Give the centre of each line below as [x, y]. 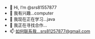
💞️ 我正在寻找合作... [28, 25]
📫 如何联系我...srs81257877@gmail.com [50, 31]
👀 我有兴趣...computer [32, 13]
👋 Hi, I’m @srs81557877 [33, 7]
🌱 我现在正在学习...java [32, 19]
